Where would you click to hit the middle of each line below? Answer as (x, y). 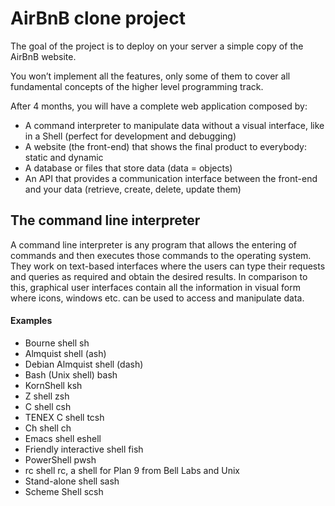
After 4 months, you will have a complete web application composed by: (159, 106)
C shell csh (48, 406)
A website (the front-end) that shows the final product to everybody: (165, 146)
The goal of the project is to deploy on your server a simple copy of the (157, 46)
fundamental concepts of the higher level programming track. (137, 86)
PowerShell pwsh (60, 459)
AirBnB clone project (98, 18)
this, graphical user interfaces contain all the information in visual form (155, 287)
